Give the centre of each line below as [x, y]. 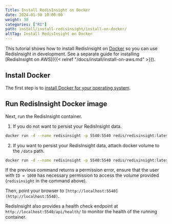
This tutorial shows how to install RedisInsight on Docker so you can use [81, 48]
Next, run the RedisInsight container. [44, 116]
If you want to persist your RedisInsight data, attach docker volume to [86, 145]
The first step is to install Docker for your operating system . [68, 88]
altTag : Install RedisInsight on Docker [49, 34]
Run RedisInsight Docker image [56, 104]
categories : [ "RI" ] [26, 24]
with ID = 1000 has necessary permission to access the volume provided [82, 175]
